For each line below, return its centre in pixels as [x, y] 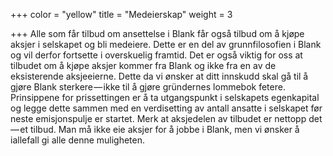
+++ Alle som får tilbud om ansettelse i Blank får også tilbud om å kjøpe [157, 33]
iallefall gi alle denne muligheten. [78, 140]
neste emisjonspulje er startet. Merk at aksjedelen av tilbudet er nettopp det [166, 118]
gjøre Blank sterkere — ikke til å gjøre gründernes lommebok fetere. [148, 87]
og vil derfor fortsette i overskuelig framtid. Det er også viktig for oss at [156, 55]
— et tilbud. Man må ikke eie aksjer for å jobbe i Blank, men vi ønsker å [155, 129]
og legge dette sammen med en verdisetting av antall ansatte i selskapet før [166, 108]
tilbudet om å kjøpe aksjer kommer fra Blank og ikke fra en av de [143, 65]
